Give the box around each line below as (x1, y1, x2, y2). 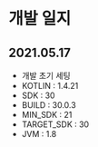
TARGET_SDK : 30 (21, 119, 90, 130)
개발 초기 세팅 (21, 70, 71, 81)
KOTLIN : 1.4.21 (21, 81, 79, 91)
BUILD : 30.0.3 (21, 100, 76, 110)
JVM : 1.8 (21, 129, 57, 139)
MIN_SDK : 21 (21, 110, 73, 120)
